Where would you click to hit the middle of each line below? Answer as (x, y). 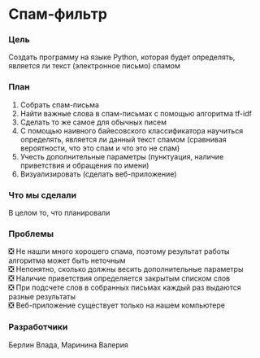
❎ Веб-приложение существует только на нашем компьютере (117, 305)
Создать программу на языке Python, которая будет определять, (122, 57)
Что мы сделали (43, 194)
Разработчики (38, 327)
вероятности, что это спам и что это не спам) (100, 148)
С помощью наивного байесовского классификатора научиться (132, 130)
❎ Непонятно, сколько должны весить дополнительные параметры (126, 269)
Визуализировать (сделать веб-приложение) (98, 174)
